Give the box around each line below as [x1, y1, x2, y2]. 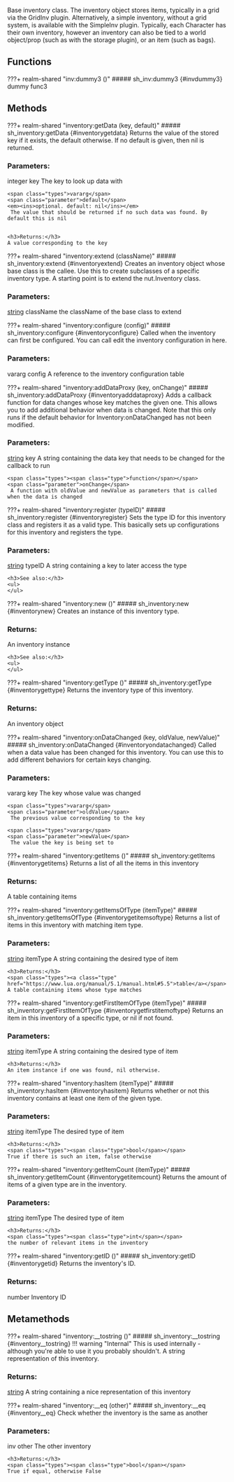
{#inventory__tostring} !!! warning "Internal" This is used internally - [7, 1339, 201, 1347]
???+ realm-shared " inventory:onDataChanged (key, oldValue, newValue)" [7, 733, 220, 741]
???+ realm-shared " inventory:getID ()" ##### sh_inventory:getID [7, 1252, 196, 1260]
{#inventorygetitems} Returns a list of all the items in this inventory [7, 859, 199, 867]
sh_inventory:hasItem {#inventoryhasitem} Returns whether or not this [7, 1086, 210, 1095]
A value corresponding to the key [7, 239, 108, 246]
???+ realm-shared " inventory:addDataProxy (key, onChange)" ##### [7, 383, 208, 391]
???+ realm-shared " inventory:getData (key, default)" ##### [7, 121, 181, 129]
